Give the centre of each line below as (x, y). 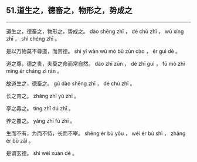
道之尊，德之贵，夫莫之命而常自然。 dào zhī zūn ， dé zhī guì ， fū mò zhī (96, 63)
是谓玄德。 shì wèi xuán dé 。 (42, 153)
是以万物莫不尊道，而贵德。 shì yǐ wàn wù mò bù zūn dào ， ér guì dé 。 (93, 51)
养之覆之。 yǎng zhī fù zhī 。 (41, 121)
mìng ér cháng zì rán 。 (34, 71)
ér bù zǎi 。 (20, 140)
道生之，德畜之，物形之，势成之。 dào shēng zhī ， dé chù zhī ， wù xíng (95, 31)
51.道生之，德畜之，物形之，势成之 (69, 11)
